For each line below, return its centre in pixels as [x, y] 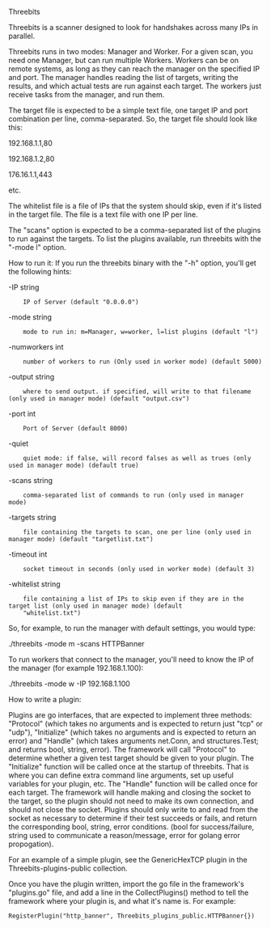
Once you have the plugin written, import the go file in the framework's [126, 884]
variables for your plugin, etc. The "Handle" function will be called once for [133, 784]
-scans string [31, 480]
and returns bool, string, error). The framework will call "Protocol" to [122, 749]
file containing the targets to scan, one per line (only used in [137, 532]
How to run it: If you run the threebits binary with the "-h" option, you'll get [132, 263]
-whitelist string [34, 584]
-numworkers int [36, 347]
